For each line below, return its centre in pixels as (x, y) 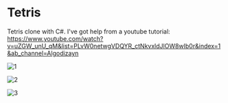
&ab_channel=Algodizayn (43, 53)
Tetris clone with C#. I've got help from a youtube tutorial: (89, 31)
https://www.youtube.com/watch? (55, 38)
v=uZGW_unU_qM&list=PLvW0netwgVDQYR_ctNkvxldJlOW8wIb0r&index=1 (114, 46)
